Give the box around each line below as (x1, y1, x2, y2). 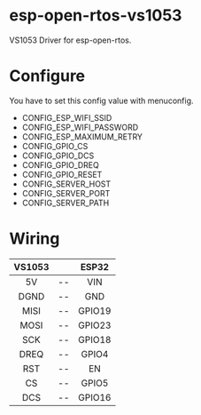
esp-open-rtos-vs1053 (9, 5, 182, 26)
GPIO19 (78, 304, 112, 316)
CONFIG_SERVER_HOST (21, 179, 112, 189)
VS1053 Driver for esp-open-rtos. (9, 35, 132, 45)
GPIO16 (78, 391, 112, 403)
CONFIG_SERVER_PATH (21, 197, 110, 208)
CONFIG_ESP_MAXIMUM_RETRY (21, 131, 143, 142)
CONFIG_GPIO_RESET (21, 169, 103, 180)
